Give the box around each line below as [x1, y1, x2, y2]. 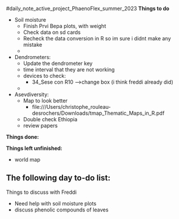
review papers [23, 122, 58, 129]
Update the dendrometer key [23, 60, 93, 67]
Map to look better [23, 97, 68, 104]
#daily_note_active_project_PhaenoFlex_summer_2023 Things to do [6, 5, 170, 12]
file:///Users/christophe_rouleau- [31, 104, 111, 110]
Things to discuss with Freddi [6, 189, 77, 196]
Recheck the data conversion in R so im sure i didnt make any [23, 35, 171, 42]
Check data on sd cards [23, 29, 81, 36]
